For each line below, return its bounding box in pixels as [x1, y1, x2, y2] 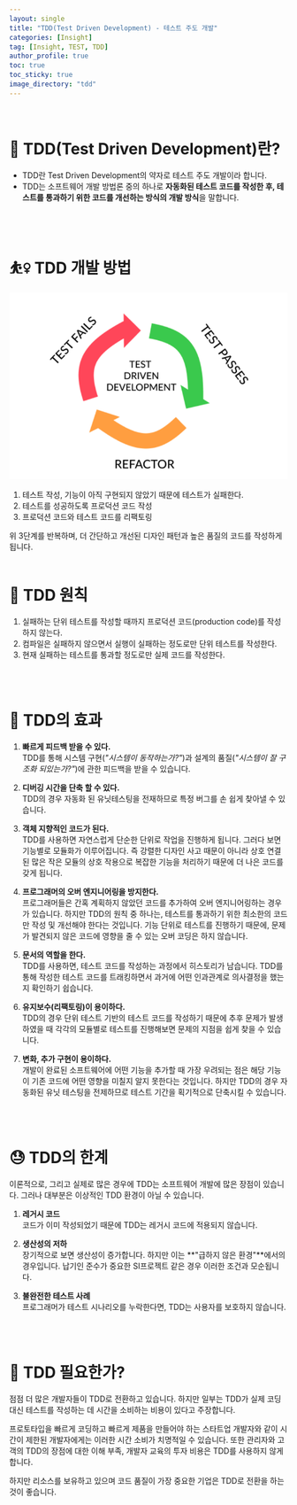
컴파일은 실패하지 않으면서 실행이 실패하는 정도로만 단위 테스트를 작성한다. [21, 638, 278, 648]
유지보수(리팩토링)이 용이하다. [21, 1001, 126, 1012]
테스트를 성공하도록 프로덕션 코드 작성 [21, 500, 153, 511]
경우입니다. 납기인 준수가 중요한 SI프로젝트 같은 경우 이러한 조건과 [21, 1261, 249, 1271]
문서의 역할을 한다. [21, 949, 87, 960]
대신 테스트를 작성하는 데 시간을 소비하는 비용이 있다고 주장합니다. [9, 1404, 236, 1415]
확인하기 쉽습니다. [31, 982, 94, 993]
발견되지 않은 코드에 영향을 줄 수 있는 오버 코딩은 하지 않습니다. [31, 930, 248, 941]
